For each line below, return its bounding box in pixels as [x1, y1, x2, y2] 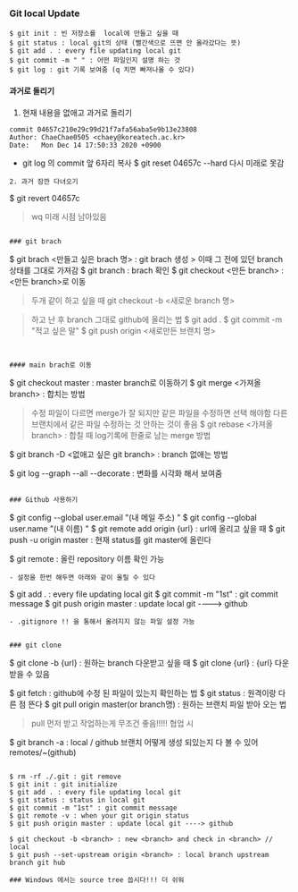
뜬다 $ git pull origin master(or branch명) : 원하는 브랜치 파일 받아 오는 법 [28, 699, 287, 709]
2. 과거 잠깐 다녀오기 [9, 177, 79, 186]
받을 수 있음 [9, 668, 51, 679]
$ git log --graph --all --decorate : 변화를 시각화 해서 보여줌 [9, 468, 223, 479]
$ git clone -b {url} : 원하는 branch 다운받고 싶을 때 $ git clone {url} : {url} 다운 [9, 657, 290, 668]
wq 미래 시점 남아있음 [30, 211, 107, 222]
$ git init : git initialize [9, 779, 118, 789]
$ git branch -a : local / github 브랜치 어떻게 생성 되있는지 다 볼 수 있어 [9, 736, 259, 747]
